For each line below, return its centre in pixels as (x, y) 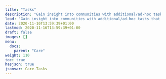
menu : (11, 42)
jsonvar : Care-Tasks (26, 69)
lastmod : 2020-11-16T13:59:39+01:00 (43, 28)
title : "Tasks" (21, 10)
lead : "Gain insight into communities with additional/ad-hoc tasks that (83, 19)
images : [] (16, 37)
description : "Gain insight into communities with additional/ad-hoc (78, 14)
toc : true (15, 60)
